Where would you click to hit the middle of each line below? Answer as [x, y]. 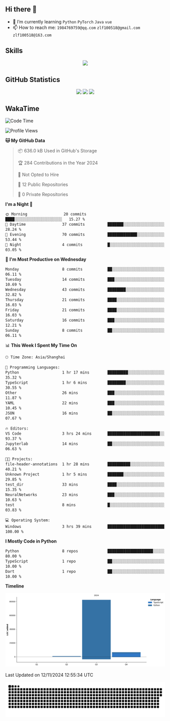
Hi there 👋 [21, 9]
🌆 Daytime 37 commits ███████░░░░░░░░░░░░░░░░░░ [85, 225]
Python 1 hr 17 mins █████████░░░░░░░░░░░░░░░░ [85, 372]
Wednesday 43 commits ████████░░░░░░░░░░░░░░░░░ [85, 290]
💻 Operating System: [28, 520]
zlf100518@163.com [32, 35]
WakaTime [22, 108]
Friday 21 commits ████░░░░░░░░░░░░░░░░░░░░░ [85, 310]
